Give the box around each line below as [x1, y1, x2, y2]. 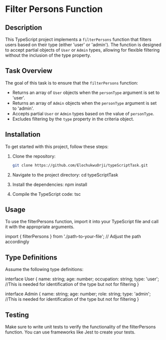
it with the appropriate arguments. [5, 224, 75, 230]
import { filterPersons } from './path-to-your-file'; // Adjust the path [5, 234, 141, 240]
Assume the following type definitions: [5, 266, 84, 272]
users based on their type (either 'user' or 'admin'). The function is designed [5, 42, 162, 48]
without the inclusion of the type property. [5, 52, 91, 58]
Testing [5, 311, 29, 319]
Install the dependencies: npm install [12, 181, 88, 187]
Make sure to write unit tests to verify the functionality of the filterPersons [5, 324, 156, 330]
